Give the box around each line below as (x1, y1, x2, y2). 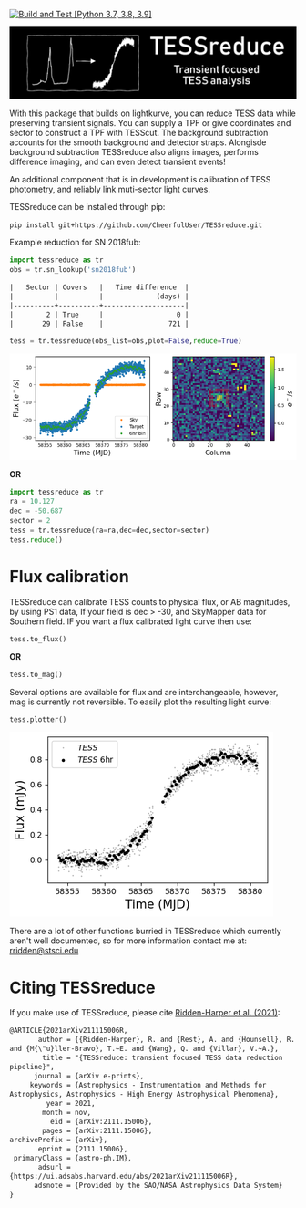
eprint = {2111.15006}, (37, 1145, 128, 1154)
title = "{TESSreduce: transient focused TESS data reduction (42, 1054, 283, 1063)
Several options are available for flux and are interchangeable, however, (9, 686, 279, 697)
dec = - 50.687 (9, 506, 64, 515)
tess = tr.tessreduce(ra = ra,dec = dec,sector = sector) (9, 526, 209, 536)
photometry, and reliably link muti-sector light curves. (9, 183, 211, 194)
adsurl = (37, 1163, 71, 1172)
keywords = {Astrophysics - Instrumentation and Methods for (29, 1081, 267, 1090)
